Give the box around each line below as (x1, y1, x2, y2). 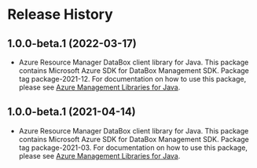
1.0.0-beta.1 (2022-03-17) (7, 37, 137, 50)
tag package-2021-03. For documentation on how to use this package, (18, 143, 248, 152)
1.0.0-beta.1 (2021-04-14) (7, 105, 137, 119)
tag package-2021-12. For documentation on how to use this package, (18, 75, 247, 83)
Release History (7, 5, 113, 24)
